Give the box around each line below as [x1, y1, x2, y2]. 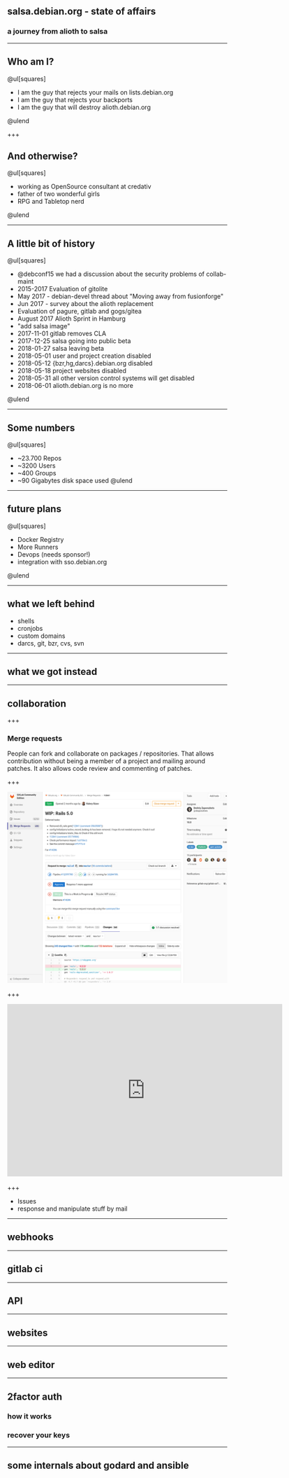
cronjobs [17, 624, 43, 632]
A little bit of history [7, 237, 96, 249]
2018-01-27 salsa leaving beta [17, 344, 105, 353]
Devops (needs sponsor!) [17, 550, 91, 559]
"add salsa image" [17, 322, 71, 330]
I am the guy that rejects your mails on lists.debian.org [17, 88, 174, 97]
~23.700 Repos [17, 454, 61, 462]
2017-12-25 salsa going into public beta [17, 337, 131, 345]
